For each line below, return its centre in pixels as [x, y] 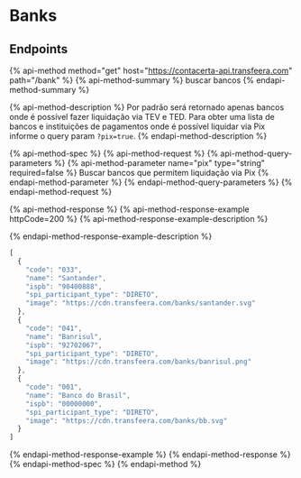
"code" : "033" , [54, 270]
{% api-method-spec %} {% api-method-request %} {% [114, 153]
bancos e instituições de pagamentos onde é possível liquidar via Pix [137, 126]
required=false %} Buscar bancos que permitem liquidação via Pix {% [139, 173]
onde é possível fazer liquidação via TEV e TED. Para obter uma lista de [142, 117]
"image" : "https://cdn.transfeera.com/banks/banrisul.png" [139, 362]
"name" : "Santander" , [66, 278]
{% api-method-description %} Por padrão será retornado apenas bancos [147, 107]
